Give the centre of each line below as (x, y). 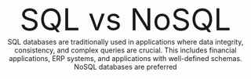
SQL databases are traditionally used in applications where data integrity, (125, 42)
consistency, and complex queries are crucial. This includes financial (125, 50)
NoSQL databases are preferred (125, 67)
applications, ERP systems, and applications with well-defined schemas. (125, 58)
